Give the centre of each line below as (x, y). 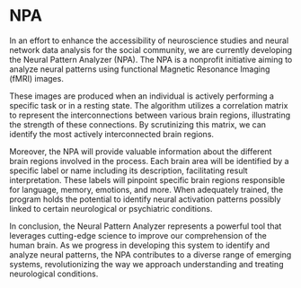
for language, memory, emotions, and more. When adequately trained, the (146, 189)
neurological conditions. (54, 274)
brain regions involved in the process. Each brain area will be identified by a (149, 161)
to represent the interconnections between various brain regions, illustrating (150, 115)
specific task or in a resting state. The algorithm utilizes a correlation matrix (149, 105)
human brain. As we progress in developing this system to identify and (140, 245)
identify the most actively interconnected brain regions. (111, 134)
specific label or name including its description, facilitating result (129, 170)
